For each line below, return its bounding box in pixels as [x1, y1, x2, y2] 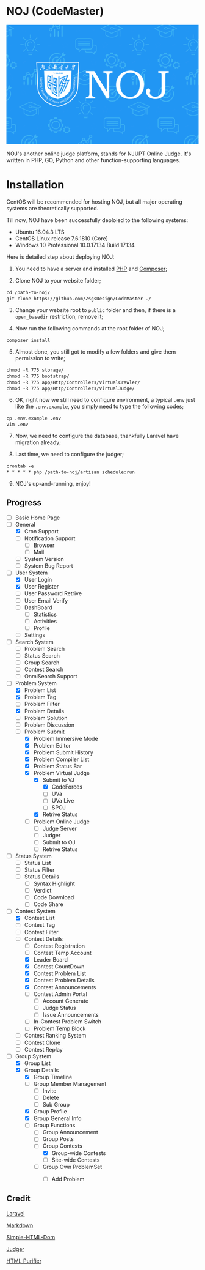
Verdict [33, 887, 52, 894]
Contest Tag [24, 921, 56, 929]
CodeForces [51, 783, 83, 790]
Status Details [24, 873, 60, 880]
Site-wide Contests [51, 1156, 100, 1164]
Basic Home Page [15, 514, 60, 521]
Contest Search [24, 666, 64, 674]
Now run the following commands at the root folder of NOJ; [15, 324, 165, 332]
